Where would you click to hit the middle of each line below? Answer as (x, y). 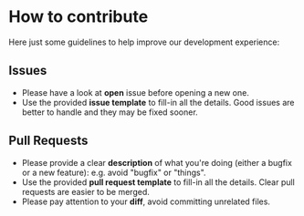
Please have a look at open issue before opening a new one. (136, 92)
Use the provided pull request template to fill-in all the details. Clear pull (158, 182)
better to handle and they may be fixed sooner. (110, 112)
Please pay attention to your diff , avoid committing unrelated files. (146, 201)
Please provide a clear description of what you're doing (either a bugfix (157, 162)
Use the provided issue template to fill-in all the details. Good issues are (158, 102)
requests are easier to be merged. (85, 191)
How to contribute (79, 17)
